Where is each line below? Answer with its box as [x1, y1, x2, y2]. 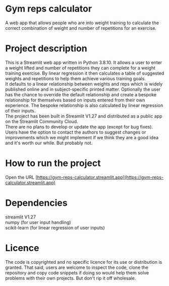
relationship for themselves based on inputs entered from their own [5, 97, 145, 103]
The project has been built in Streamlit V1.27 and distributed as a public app [5, 113, 162, 119]
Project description [5, 43, 87, 54]
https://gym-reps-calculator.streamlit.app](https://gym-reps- [37, 174, 164, 180]
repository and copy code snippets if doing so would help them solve [5, 269, 149, 275]
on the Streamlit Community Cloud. [5, 118, 78, 124]
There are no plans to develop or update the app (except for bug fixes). [5, 124, 153, 130]
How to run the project [5, 157, 101, 169]
